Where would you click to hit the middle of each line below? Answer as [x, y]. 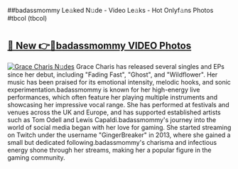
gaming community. [36, 157]
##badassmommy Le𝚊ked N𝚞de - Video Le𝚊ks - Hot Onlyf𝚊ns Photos [110, 10]
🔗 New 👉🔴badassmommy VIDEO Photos [99, 46]
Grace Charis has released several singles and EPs [150, 66]
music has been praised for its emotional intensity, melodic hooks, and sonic [119, 82]
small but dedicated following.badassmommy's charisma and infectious [112, 142]
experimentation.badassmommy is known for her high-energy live [104, 89]
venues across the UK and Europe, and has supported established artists [114, 112]
